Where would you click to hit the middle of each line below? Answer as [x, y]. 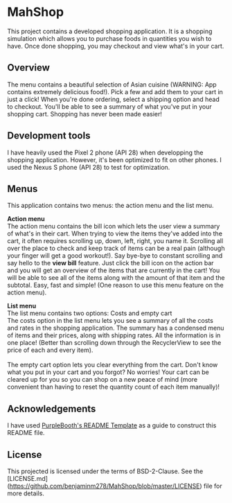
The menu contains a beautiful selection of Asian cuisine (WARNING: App [112, 85]
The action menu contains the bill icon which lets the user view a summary [114, 227]
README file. [26, 433]
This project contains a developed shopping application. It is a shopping [110, 31]
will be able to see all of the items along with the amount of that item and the [116, 278]
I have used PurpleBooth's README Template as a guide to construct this [112, 425]
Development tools [49, 136]
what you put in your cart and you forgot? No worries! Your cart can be [108, 372]
